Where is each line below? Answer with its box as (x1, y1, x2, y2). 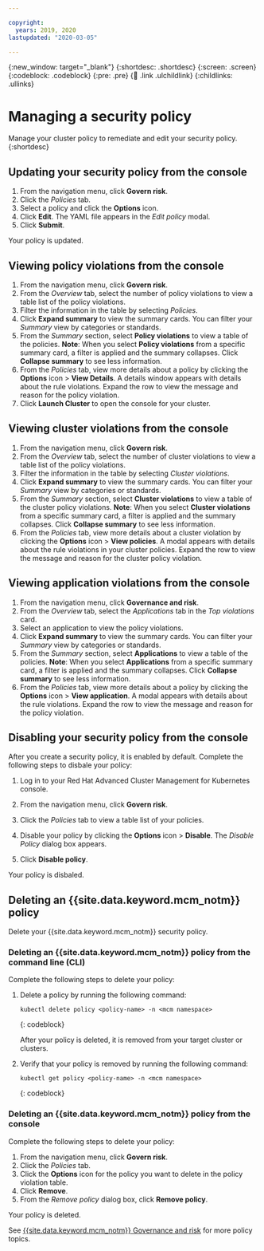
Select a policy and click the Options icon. (19, 203, 159, 213)
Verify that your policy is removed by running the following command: (19, 1059, 248, 1069)
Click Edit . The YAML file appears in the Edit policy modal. (19, 212, 211, 222)
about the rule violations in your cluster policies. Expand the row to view (19, 544, 256, 554)
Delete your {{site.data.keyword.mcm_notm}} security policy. (8, 927, 208, 937)
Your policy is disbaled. (8, 870, 85, 880)
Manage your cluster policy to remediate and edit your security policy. (8, 133, 238, 144)
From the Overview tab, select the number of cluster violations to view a (19, 452, 256, 461)
